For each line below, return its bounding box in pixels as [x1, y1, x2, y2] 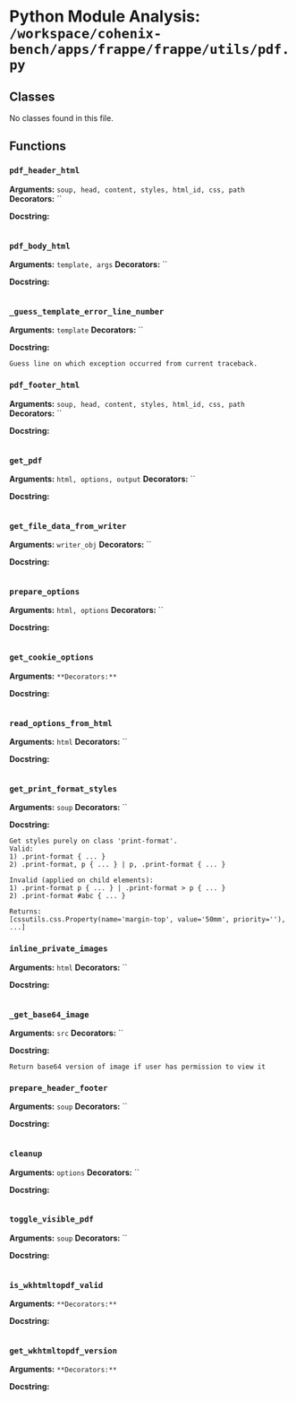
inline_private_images [9, 944, 108, 954]
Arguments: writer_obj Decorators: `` [9, 540, 152, 550]
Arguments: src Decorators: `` [9, 1027, 123, 1038]
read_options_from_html [9, 718, 114, 728]
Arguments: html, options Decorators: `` [9, 605, 164, 616]
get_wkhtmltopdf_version [9, 1346, 118, 1356]
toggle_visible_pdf [9, 1215, 94, 1224]
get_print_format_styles [9, 783, 118, 794]
